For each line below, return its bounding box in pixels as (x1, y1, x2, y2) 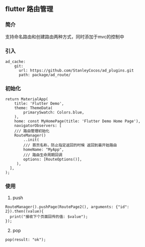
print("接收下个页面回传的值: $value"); (10, 214, 88, 219)
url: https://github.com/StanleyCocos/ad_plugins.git (18, 68, 134, 73)
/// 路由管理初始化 (14, 129, 50, 134)
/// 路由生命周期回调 (23, 153, 63, 158)
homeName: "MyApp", (23, 147, 64, 152)
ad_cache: (5, 59, 26, 64)
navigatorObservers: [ (14, 123, 62, 129)
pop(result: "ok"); (5, 237, 46, 242)
